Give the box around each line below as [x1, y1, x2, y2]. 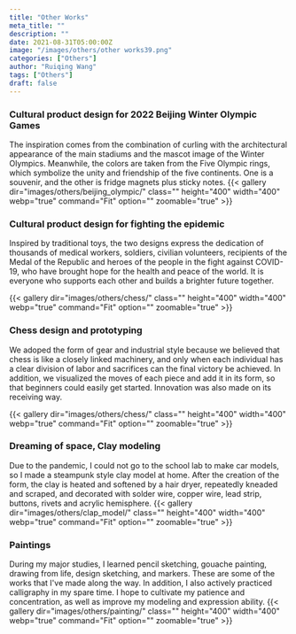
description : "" [9, 29, 69, 38]
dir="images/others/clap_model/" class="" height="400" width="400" [9, 506, 266, 518]
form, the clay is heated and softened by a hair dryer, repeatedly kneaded [9, 479, 278, 490]
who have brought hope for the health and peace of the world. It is [20, 267, 264, 277]
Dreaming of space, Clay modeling [9, 440, 161, 452]
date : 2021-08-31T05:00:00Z [9, 37, 113, 47]
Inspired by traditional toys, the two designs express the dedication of [9, 238, 264, 249]
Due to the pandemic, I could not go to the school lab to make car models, [9, 460, 279, 470]
